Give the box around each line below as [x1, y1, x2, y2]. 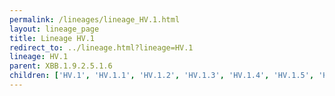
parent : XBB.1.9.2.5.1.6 [9, 61, 113, 71]
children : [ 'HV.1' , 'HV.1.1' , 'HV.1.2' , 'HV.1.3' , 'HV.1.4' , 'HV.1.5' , [9, 71, 315, 81]
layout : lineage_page [9, 24, 100, 34]
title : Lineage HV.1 [9, 33, 96, 43]
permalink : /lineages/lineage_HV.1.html [9, 14, 181, 25]
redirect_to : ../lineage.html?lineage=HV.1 [9, 42, 194, 53]
